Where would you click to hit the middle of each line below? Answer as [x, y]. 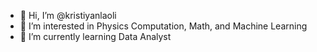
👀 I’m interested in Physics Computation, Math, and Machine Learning [163, 26]
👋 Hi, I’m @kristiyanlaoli [68, 15]
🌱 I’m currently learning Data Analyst [95, 36]
